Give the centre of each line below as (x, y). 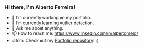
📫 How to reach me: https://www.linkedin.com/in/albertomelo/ (75, 33)
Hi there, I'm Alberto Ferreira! (40, 7)
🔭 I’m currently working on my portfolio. (51, 18)
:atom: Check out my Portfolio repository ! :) (55, 41)
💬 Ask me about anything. (38, 28)
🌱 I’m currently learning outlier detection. (53, 23)
